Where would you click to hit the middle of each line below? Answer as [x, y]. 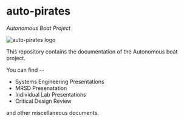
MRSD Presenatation [41, 88]
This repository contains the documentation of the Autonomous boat [92, 51]
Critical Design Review [43, 101]
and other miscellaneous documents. [53, 112]
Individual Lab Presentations [50, 94]
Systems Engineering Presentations [60, 81]
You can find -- [25, 70]
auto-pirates [39, 11]
